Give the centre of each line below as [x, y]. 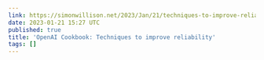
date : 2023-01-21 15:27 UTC [54, 23]
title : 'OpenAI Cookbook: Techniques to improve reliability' [112, 37]
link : [17, 15]
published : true [35, 30]
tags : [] [22, 44]
